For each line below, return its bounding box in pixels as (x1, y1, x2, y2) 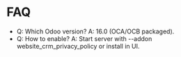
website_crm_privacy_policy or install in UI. (16, 42, 140, 50)
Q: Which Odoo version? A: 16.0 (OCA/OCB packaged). (16, 27, 175, 35)
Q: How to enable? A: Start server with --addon (16, 34, 152, 42)
